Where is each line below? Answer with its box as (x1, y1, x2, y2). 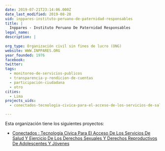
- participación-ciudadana (9, 80, 65, 85)
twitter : (5, 62, 23, 67)
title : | (5, 21, 23, 26)
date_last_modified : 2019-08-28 (5, 12, 71, 17)
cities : (5, 89, 21, 94)
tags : (5, 67, 16, 72)
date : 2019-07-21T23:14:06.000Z (5, 7, 71, 12)
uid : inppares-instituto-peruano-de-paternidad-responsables (5, 16, 133, 21)
